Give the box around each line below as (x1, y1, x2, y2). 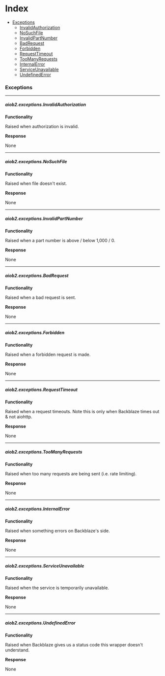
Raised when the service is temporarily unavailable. (5, 585, 110, 591)
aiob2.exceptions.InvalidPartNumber (5, 215, 83, 221)
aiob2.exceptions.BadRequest (5, 272, 69, 279)
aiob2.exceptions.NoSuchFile (5, 158, 67, 164)
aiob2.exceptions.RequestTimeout (5, 387, 78, 392)
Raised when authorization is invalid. (5, 124, 79, 130)
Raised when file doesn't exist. (5, 180, 67, 186)
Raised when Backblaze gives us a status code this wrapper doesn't (5, 641, 143, 647)
